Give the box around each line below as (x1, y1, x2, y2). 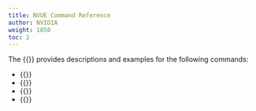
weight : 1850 (8, 26, 51, 34)
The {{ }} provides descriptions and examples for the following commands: (8, 55, 249, 64)
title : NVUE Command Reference (8, 11, 111, 20)
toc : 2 (8, 33, 30, 41)
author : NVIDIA (8, 19, 58, 27)
